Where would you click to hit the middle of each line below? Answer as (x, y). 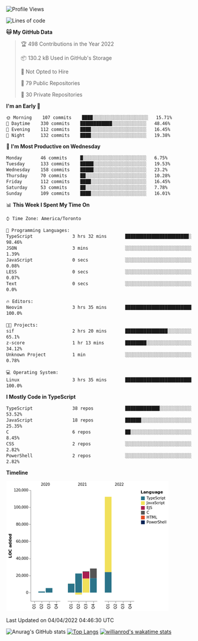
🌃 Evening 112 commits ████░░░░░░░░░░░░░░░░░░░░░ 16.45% (88, 130)
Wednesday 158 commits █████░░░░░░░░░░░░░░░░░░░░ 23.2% (87, 170)
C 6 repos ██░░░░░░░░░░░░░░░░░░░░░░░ (99, 432)
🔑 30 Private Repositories (51, 94)
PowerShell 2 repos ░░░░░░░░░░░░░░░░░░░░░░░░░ (99, 456)
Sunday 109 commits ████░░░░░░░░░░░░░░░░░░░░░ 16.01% (88, 194)
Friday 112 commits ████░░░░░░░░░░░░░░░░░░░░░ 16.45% (88, 182)
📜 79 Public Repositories (50, 83)
